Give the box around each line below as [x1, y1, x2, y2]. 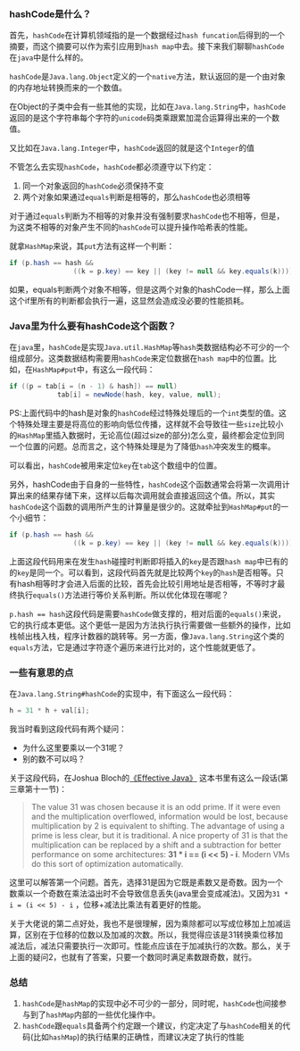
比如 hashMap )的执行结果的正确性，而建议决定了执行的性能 [32, 1031, 245, 1042]
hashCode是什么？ [9, 7, 92, 20]
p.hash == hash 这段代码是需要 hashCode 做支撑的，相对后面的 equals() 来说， [9, 608, 286, 619]
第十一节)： [24, 784, 68, 795]
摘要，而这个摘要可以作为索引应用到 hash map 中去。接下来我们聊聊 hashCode [9, 41, 285, 52]
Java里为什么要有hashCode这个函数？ [9, 320, 177, 332]
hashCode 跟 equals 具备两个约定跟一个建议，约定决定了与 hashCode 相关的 [21, 1021, 283, 1031]
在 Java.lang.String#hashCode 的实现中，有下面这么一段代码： [9, 688, 235, 699]
